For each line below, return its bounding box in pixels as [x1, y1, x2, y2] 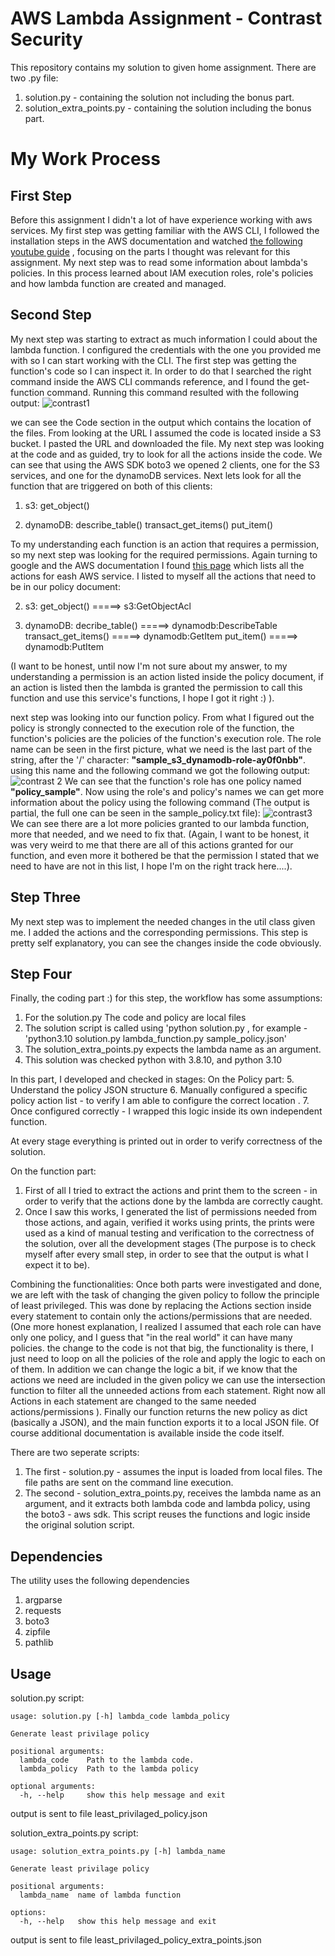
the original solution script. [24, 1519, 135, 1531]
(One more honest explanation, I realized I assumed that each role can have [10, 1321, 322, 1333]
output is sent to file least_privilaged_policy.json [10, 1808, 208, 1819]
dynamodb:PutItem [24, 640, 104, 652]
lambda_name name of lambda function [19, 1890, 182, 1900]
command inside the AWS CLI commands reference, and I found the [10, 375, 291, 387]
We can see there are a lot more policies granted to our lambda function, [10, 817, 310, 829]
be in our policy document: [10, 580, 121, 592]
